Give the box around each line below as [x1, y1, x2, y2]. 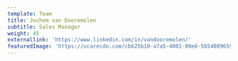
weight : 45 [7, 29, 40, 37]
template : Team [7, 10, 52, 18]
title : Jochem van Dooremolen [7, 17, 97, 24]
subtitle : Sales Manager [7, 23, 81, 30]
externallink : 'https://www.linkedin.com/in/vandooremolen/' [7, 36, 192, 43]
